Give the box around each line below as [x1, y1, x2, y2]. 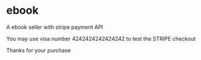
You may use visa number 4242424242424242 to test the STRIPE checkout [6, 35, 196, 42]
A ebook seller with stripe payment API [6, 23, 104, 31]
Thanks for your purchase [6, 46, 71, 54]
